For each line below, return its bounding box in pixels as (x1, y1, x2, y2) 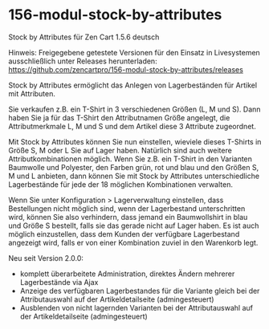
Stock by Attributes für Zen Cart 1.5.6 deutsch (8, 32, 160, 42)
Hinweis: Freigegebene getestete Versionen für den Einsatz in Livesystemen (8, 47, 261, 57)
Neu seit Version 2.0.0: (8, 253, 84, 262)
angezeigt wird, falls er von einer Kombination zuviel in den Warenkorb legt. (8, 238, 259, 247)
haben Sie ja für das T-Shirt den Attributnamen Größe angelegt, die (8, 112, 230, 122)
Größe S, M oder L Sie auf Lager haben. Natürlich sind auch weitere (8, 145, 233, 155)
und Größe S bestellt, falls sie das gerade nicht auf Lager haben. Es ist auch (8, 221, 259, 230)
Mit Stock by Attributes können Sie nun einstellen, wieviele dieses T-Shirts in (8, 136, 262, 146)
